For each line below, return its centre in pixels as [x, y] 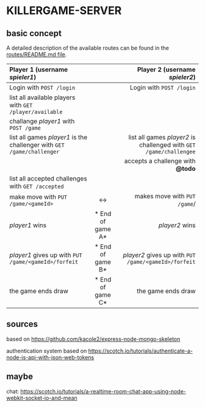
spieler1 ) [23, 77]
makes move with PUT [165, 196]
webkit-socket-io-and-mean [42, 398]
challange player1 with [42, 121]
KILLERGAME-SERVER [64, 11]
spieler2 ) [182, 77]
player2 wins [177, 225]
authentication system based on [47, 351]
